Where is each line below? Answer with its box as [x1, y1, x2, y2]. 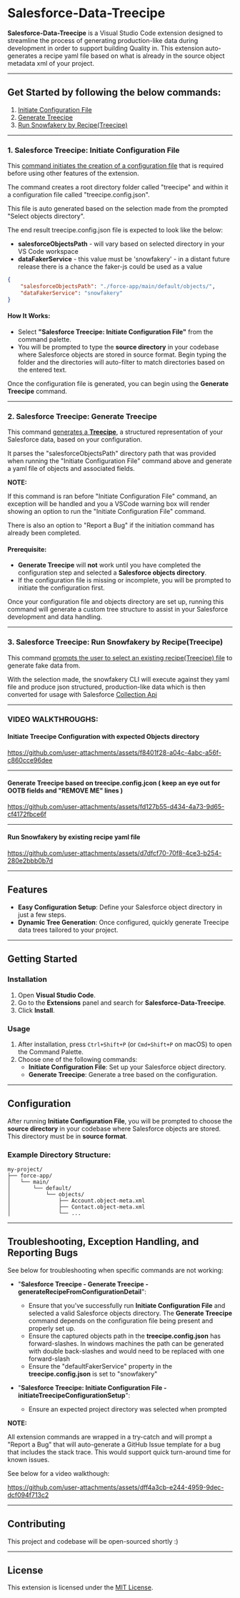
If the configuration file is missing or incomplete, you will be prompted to [17, 576, 231, 585]
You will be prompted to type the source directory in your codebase [17, 342, 219, 351]
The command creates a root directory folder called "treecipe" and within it [7, 183, 229, 192]
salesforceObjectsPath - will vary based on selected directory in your [17, 239, 225, 248]
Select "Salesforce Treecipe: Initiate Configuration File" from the [17, 327, 214, 336]
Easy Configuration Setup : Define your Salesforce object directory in [17, 903, 223, 911]
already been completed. [7, 529, 81, 537]
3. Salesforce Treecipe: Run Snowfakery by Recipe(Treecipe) [7, 637, 224, 647]
